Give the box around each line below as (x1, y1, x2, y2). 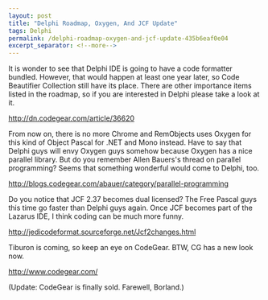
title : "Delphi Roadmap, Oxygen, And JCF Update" (8, 19, 179, 27)
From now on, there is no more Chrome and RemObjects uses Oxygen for (8, 129, 252, 139)
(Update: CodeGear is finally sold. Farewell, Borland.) (8, 282, 185, 292)
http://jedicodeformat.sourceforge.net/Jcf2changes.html (8, 227, 196, 237)
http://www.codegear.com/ (8, 267, 98, 277)
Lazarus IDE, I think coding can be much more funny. (8, 212, 183, 221)
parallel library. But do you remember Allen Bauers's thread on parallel (8, 154, 241, 165)
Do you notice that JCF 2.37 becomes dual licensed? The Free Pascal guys (8, 195, 258, 204)
